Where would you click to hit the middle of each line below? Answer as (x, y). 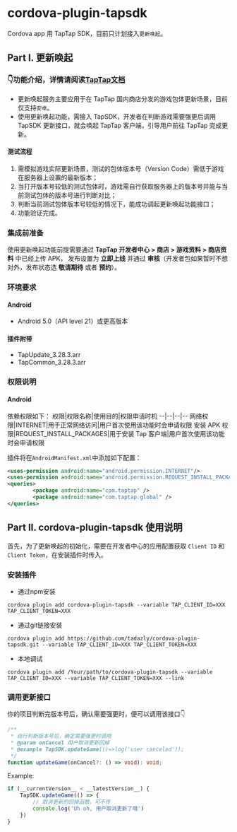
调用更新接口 (29, 697)
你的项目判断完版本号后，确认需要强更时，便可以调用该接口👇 (96, 714)
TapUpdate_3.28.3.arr (49, 355)
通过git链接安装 (40, 625)
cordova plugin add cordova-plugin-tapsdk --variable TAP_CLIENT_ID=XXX (116, 605)
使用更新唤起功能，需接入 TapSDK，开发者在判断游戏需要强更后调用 (117, 116)
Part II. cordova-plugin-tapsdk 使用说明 (95, 528)
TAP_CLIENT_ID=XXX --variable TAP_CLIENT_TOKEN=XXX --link (96, 678)
